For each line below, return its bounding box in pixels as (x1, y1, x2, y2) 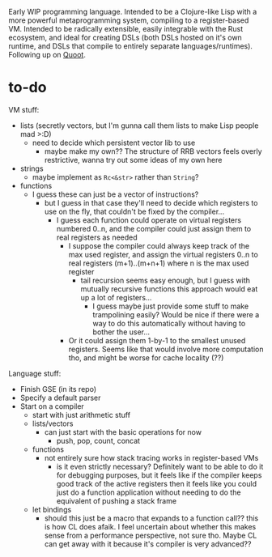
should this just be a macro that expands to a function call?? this (44, 513, 259, 523)
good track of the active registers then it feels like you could (56, 478, 257, 488)
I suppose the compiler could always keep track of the (68, 240, 249, 250)
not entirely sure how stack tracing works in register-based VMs (44, 453, 259, 462)
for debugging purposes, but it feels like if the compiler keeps (56, 470, 262, 480)
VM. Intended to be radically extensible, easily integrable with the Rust (8, 24, 244, 33)
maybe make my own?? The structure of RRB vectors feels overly (44, 146, 262, 156)
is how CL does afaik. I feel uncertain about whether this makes (44, 521, 257, 531)
